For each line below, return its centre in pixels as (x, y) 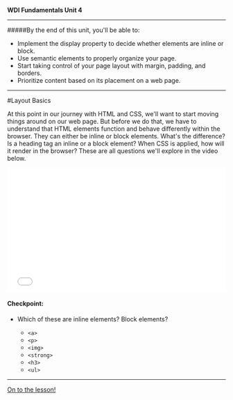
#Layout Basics (29, 101)
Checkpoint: (25, 304)
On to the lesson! (32, 390)
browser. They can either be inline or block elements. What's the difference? (116, 136)
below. (17, 158)
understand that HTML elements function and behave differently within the (114, 129)
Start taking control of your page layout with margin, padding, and (111, 66)
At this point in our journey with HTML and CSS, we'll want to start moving (113, 114)
